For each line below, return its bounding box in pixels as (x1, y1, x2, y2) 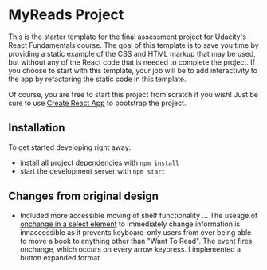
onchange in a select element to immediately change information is (19, 219, 241, 229)
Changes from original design (8, 190, 159, 203)
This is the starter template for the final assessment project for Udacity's (8, 32, 247, 41)
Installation (8, 121, 65, 135)
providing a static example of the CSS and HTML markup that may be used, (8, 49, 257, 58)
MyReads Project (8, 6, 124, 24)
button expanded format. (19, 252, 102, 262)
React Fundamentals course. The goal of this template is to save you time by (8, 40, 259, 49)
